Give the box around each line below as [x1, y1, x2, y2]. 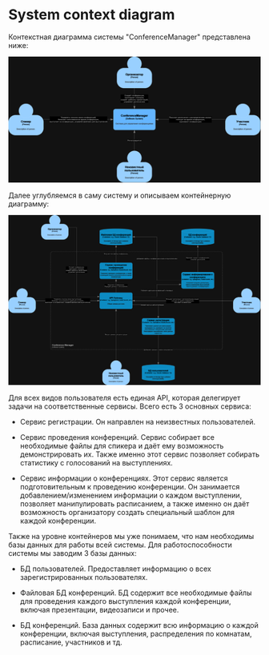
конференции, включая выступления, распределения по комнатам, [19, 629, 252, 639]
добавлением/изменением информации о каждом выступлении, [19, 490, 243, 501]
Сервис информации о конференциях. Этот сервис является [19, 473, 228, 483]
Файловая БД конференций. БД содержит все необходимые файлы [19, 588, 252, 597]
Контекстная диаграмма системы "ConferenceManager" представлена [8, 32, 251, 42]
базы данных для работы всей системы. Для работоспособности [8, 540, 232, 549]
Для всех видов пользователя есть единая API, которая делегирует [8, 393, 241, 403]
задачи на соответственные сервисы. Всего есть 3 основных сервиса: [8, 401, 252, 411]
